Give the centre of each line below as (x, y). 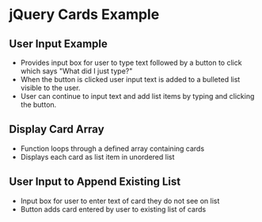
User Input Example (58, 44)
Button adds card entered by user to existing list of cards (113, 209)
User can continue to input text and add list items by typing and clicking (137, 96)
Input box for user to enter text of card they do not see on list (120, 201)
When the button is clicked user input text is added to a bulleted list (130, 79)
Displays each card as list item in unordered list (97, 156)
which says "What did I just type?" (76, 71)
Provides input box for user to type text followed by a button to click (131, 62)
